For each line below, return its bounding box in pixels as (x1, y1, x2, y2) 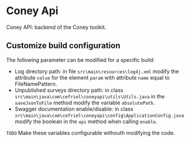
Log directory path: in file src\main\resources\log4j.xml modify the (14, 68, 179, 75)
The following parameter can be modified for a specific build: (6, 56, 155, 63)
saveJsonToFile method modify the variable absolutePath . (14, 99, 155, 106)
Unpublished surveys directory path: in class (14, 87, 124, 94)
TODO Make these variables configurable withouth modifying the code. (6, 129, 175, 136)
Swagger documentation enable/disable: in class (14, 105, 134, 113)
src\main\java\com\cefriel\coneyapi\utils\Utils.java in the (14, 93, 165, 100)
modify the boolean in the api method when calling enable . (14, 118, 158, 125)
